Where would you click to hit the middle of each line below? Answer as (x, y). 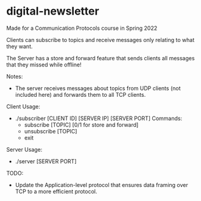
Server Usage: (24, 149)
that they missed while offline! (44, 65)
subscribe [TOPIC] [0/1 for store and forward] (81, 125)
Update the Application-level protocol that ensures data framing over (101, 185)
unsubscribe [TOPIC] (51, 131)
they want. (19, 46)
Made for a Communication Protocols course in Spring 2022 (82, 28)
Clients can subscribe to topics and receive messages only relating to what (100, 40)
